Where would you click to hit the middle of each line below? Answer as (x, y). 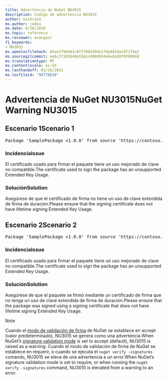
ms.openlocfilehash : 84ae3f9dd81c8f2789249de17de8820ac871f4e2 (72, 51)
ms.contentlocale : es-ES (31, 65)
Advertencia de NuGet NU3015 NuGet (84, 100)
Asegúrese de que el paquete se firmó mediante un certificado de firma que (83, 295)
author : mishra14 (23, 19)
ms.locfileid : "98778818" (32, 75)
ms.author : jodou (23, 24)
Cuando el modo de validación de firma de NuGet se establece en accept (81, 330)
